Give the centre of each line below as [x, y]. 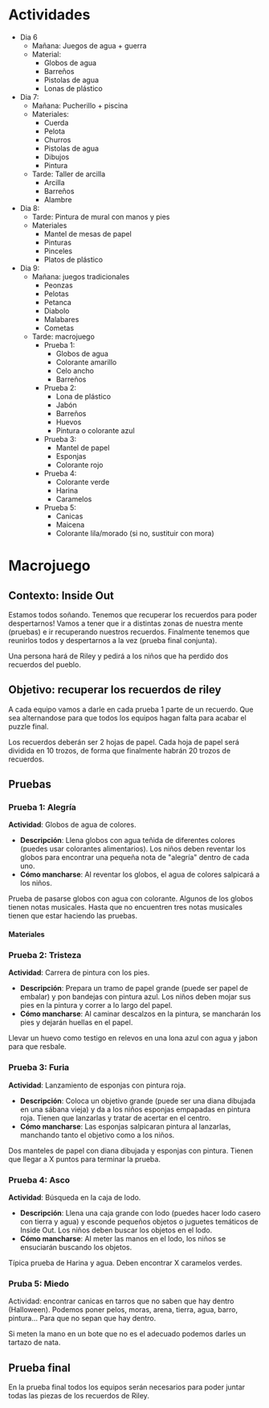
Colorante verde [83, 481]
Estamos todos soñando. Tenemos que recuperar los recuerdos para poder [133, 614]
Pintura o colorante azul [95, 430]
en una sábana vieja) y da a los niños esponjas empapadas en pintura [135, 1109]
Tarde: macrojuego [63, 337]
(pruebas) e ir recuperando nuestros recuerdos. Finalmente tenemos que [129, 632]
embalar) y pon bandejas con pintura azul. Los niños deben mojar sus [135, 997]
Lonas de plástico [73, 88]
